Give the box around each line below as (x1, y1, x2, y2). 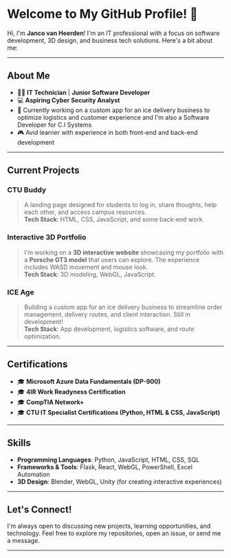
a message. (7, 537, 40, 545)
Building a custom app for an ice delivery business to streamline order (23, 303, 223, 312)
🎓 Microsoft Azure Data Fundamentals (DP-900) (16, 377, 161, 385)
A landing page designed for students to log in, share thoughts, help (23, 201, 217, 209)
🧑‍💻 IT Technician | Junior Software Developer (16, 88, 151, 96)
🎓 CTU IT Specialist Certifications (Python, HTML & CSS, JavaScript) (16, 408, 221, 416)
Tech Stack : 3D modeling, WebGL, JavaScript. (23, 270, 156, 278)
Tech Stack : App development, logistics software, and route (23, 325, 195, 333)
